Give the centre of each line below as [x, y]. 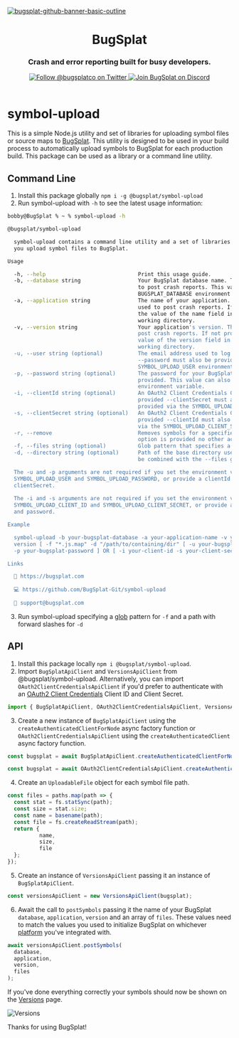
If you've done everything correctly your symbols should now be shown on [117, 992]
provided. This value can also [184, 380]
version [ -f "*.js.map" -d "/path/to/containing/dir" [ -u [105, 544]
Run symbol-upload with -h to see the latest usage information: [110, 203]
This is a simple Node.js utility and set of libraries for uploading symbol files [118, 133]
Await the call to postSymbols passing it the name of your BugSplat [115, 909]
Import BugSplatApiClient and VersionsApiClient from [97, 671]
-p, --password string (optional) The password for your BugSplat [124, 374]
